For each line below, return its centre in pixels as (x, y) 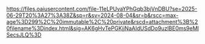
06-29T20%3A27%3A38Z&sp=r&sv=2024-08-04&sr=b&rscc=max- (92, 15)
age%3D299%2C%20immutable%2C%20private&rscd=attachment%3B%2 (102, 22)
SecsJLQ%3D (24, 35)
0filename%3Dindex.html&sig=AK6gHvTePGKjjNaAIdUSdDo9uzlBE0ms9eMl (102, 28)
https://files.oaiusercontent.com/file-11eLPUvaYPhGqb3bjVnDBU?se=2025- (102, 9)
